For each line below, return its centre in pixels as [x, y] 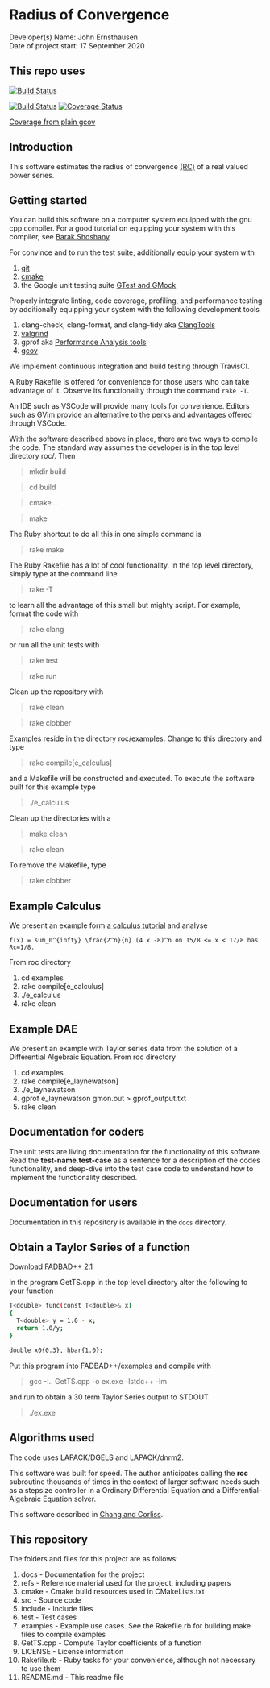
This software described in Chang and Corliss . [86, 1514]
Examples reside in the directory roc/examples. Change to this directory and [136, 738]
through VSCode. [38, 423]
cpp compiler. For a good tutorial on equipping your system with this [123, 228]
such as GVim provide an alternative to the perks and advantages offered [131, 415]
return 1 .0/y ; [40, 1328]
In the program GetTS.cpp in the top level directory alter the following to [129, 1283]
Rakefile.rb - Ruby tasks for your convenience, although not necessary [138, 1660]
